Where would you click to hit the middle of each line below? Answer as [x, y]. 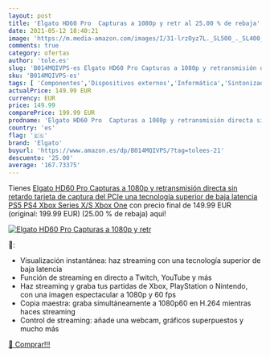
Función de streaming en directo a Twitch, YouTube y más [116, 277]
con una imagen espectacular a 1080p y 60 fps [98, 295]
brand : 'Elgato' [35, 143]
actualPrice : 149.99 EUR [50, 90]
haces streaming [48, 312]
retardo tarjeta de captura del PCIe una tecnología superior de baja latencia [133, 197]
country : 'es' [32, 128]
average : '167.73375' [45, 166]
